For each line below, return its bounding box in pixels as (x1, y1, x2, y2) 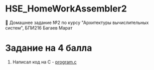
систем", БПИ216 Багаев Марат (5, 24, 73, 30)
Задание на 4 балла (5, 42, 92, 54)
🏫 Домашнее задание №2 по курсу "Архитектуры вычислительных (5, 19, 149, 25)
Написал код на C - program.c (12, 58, 77, 65)
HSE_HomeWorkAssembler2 (5, 3, 127, 14)
